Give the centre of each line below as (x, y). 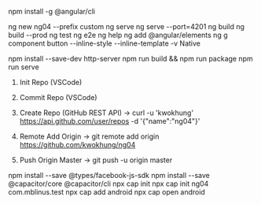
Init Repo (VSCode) (51, 82)
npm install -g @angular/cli (52, 11)
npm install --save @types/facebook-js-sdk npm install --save (109, 175)
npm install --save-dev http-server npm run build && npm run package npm (130, 59)
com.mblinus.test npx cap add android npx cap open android (107, 192)
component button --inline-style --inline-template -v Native (105, 43)
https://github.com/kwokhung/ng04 (77, 145)
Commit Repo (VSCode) (58, 97)
